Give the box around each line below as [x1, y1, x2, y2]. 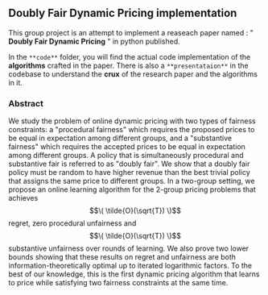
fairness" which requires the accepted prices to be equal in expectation [8, 142, 245, 152]
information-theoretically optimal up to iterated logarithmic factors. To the [8, 261, 253, 271]
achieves [8, 193, 39, 203]
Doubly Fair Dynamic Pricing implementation [8, 6, 237, 20]
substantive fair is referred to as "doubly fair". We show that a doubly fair [8, 159, 250, 168]
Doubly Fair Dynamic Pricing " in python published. [8, 36, 181, 46]
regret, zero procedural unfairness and [8, 218, 137, 228]
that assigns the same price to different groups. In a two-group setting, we [8, 177, 255, 186]
